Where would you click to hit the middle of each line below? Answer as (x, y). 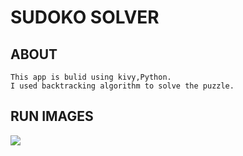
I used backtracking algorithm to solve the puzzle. (122, 86)
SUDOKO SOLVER (85, 17)
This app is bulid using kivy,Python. (91, 77)
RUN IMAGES (52, 116)
